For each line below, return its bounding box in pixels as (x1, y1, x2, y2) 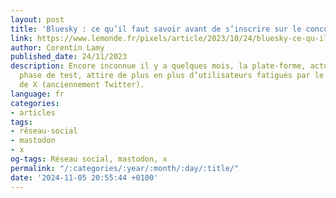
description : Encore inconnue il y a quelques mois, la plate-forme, (10, 61, 307, 71)
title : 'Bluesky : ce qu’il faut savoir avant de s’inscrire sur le (10, 24, 302, 34)
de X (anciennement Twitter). (19, 80, 145, 90)
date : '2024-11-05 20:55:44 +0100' (10, 172, 159, 183)
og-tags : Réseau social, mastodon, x (10, 154, 168, 164)
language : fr (10, 89, 65, 99)
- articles (10, 107, 56, 118)
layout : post (10, 14, 65, 25)
